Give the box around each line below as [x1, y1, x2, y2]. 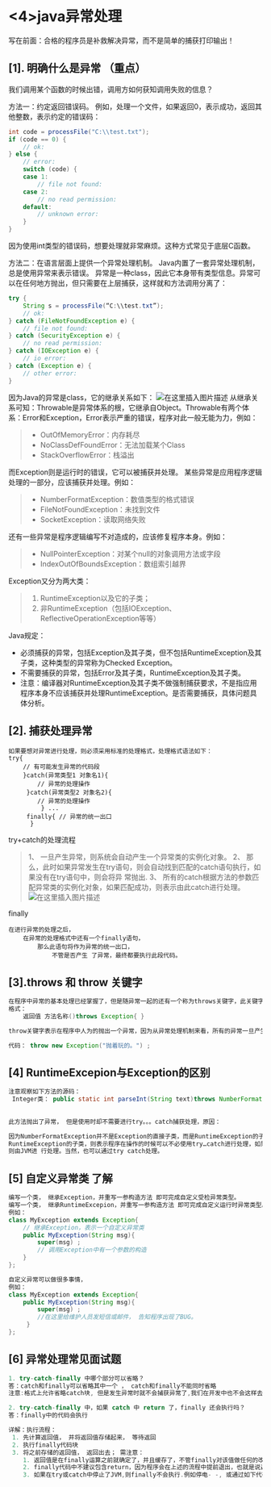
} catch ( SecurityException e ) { [8, 332, 121, 340]
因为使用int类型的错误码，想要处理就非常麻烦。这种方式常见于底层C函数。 [8, 241, 256, 250]
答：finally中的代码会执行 [8, 1411, 89, 1420]
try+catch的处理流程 [8, 835, 77, 845]
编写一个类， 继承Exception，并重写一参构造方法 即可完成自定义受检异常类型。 [8, 1193, 240, 1202]
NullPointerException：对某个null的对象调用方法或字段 [40, 549, 221, 558]
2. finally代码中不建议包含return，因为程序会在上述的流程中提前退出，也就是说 [23, 1464, 261, 1472]
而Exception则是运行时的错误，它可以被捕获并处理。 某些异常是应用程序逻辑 [8, 467, 263, 477]
